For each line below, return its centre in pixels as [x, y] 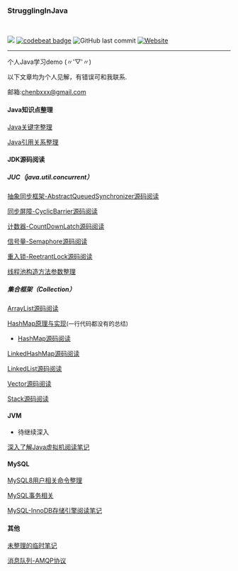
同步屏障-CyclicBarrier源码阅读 [52, 211]
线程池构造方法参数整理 [41, 272]
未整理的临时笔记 [32, 545]
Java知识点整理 [30, 109]
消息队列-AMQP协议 [37, 560]
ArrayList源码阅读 [33, 309]
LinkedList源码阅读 [35, 369]
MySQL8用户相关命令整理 [45, 480]
